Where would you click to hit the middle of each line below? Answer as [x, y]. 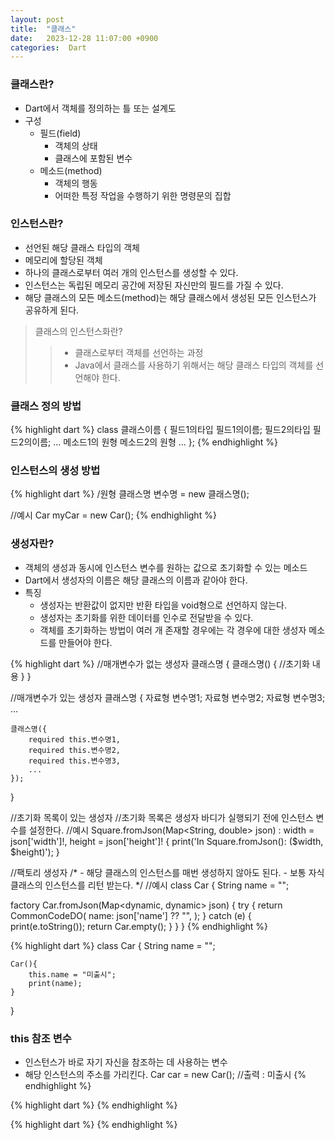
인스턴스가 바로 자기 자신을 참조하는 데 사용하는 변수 [126, 1062]
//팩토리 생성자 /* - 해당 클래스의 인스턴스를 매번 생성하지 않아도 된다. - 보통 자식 [167, 872]
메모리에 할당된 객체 [63, 260]
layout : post [37, 19]
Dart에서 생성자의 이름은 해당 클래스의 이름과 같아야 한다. [136, 580]
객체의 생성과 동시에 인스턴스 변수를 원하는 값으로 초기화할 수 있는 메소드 [166, 567]
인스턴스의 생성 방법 [55, 471]
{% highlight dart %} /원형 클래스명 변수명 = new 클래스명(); [130, 494]
